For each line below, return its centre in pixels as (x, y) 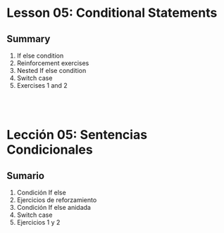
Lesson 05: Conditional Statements (112, 13)
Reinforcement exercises (53, 63)
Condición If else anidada (54, 207)
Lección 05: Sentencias (77, 135)
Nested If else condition (51, 71)
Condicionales (50, 150)
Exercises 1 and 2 (42, 85)
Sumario (26, 176)
